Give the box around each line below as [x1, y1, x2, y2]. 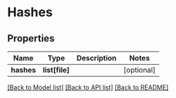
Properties [7, 32, 55, 44]
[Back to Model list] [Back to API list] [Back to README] [7, 83, 169, 92]
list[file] [42, 65, 70, 75]
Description [76, 54, 117, 63]
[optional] [122, 65, 156, 75]
